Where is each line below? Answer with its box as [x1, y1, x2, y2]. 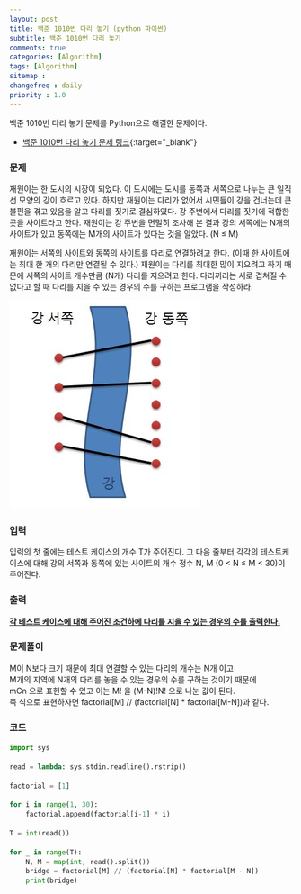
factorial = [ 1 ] [9, 781, 70, 790]
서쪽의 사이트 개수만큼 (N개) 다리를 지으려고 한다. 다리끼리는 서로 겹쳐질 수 [25, 270, 288, 281]
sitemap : [9, 72, 47, 81]
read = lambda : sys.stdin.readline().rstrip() [9, 762, 187, 772]
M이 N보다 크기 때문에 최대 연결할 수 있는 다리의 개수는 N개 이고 [9, 663, 235, 673]
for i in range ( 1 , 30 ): [9, 800, 99, 809]
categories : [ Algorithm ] [9, 52, 102, 62]
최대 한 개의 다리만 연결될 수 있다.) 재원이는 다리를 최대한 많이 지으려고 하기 [18, 258, 283, 269]
